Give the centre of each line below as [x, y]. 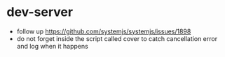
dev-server [40, 12]
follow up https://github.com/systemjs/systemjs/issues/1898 [104, 31]
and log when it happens [52, 46]
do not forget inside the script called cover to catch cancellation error [117, 38]
